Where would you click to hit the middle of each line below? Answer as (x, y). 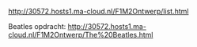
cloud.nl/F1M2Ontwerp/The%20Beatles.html (81, 35)
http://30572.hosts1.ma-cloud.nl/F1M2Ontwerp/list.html (98, 11)
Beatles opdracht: (37, 26)
